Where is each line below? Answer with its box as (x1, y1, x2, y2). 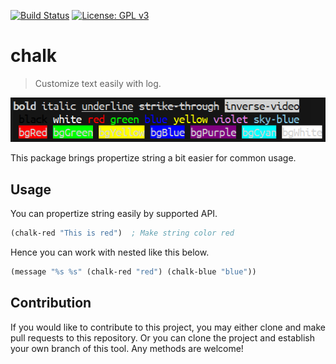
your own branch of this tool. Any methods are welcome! (10, 342, 244, 354)
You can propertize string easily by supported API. (10, 208, 218, 220)
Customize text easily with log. (34, 77, 162, 89)
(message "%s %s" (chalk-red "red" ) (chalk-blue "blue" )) (10, 267, 257, 277)
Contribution (10, 295, 92, 312)
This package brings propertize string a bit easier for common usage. (10, 152, 297, 164)
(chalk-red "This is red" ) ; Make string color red (10, 228, 235, 239)
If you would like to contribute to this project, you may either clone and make (10, 321, 326, 333)
